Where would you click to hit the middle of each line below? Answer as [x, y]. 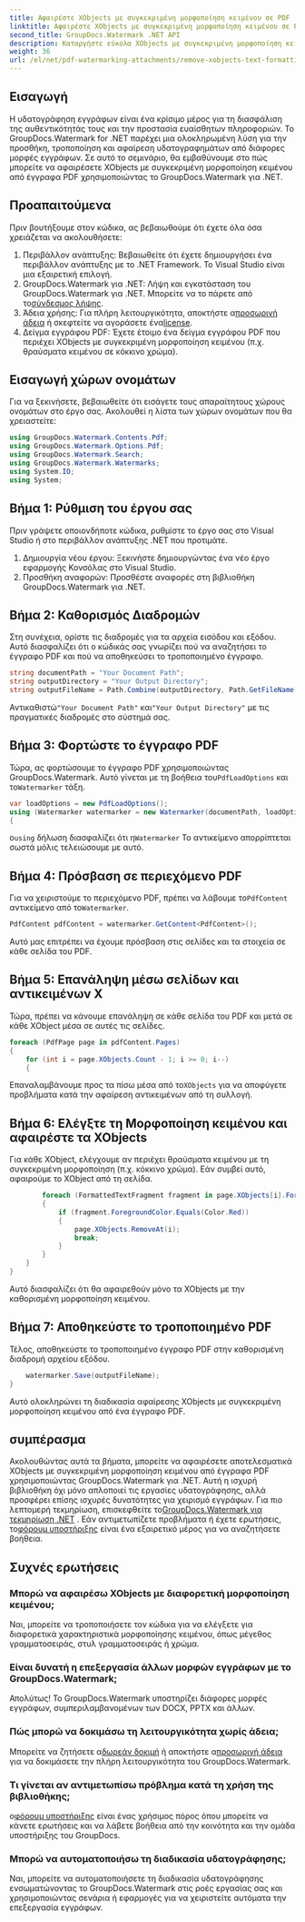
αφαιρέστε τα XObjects [79, 1137]
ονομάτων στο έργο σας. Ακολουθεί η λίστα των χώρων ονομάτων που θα [151, 411]
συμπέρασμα [48, 1439]
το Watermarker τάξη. [48, 787]
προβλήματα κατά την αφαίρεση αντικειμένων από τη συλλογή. [131, 1095]
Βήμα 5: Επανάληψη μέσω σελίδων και [124, 980]
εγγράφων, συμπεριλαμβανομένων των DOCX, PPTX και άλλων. [133, 1708]
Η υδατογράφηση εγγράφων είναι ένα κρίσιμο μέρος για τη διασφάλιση [146, 118]
